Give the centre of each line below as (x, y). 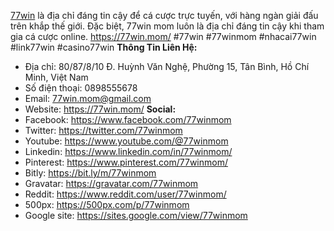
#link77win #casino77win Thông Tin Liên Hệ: (104, 47)
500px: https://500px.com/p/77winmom (107, 204)
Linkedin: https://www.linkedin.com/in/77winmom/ (128, 151)
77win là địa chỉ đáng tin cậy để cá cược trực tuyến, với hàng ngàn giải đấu (164, 15)
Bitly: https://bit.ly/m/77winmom (90, 173)
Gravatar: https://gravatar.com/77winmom (111, 183)
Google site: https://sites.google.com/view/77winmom (136, 215)
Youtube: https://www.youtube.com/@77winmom (126, 141)
